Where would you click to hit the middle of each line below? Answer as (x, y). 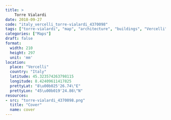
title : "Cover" (26, 105)
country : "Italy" (28, 72)
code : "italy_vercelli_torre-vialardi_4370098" (57, 24)
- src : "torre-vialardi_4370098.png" (45, 100)
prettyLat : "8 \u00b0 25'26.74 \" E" (45, 86)
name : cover (23, 110)
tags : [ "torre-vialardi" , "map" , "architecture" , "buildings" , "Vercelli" (86, 29)
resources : (17, 95)
